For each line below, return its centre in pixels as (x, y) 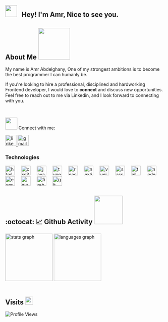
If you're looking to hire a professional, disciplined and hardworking (75, 84)
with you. (15, 101)
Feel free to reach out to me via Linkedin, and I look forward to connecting (82, 95)
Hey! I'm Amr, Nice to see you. (70, 15)
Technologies (22, 157)
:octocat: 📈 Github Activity (49, 222)
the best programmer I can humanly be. (46, 75)
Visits (15, 302)
